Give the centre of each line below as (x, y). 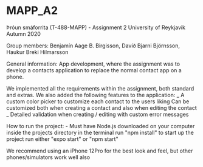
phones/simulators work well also (48, 157)
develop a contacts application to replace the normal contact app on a (94, 70)
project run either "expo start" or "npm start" (62, 139)
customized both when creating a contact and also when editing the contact (101, 107)
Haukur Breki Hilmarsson (37, 52)
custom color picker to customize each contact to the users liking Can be (98, 101)
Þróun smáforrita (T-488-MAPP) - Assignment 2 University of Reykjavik (96, 27)
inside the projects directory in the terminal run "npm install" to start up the (100, 132)
